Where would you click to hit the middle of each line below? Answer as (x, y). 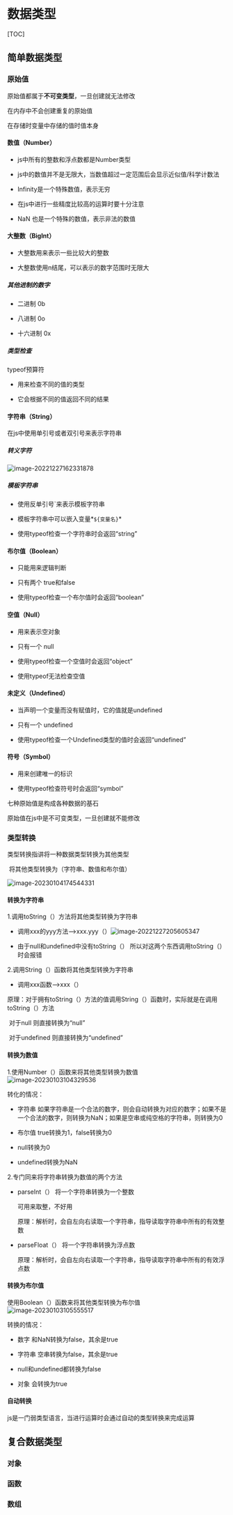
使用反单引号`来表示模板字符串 (61, 504)
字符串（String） (32, 416)
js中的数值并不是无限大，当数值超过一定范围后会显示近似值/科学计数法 (118, 174)
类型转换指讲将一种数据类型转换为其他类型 (68, 854)
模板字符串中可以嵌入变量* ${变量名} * (69, 519)
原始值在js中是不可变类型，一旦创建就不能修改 (74, 818)
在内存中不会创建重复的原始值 (50, 110)
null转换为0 (33, 1147)
